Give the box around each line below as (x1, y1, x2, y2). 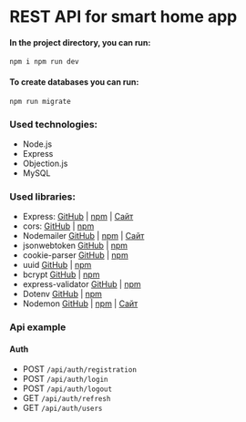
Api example (9, 321, 67, 334)
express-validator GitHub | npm (22, 279, 141, 290)
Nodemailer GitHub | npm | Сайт (22, 231, 145, 242)
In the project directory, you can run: (9, 36, 151, 47)
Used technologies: (9, 118, 98, 130)
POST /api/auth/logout (22, 383, 112, 394)
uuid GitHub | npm (22, 260, 92, 271)
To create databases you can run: (9, 76, 139, 87)
